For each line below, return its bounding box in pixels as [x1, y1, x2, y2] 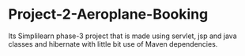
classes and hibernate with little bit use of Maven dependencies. [8, 39, 218, 48]
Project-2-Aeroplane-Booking [8, 5, 209, 23]
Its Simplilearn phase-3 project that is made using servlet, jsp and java [8, 31, 237, 40]
